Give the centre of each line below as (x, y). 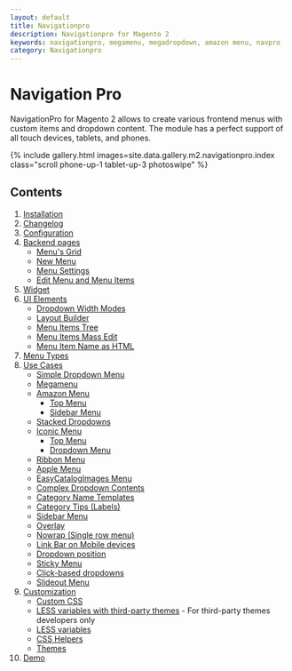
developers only (66, 619)
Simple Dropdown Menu (80, 374)
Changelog (43, 223)
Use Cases (43, 364)
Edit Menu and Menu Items (85, 280)
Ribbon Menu (61, 459)
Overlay (51, 525)
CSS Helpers (59, 639)
